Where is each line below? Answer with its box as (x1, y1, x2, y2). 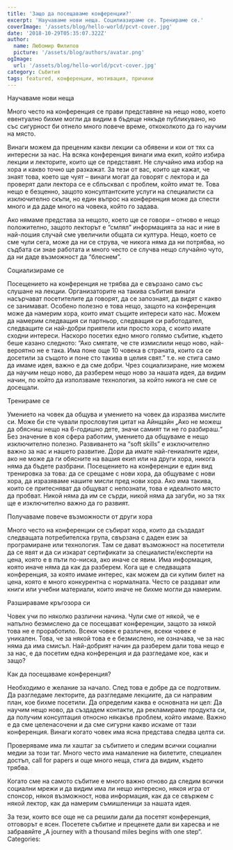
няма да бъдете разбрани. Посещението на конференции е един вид (7, 462, 213, 471)
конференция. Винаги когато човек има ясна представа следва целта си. (7, 728, 226, 737)
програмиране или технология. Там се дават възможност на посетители (7, 541, 225, 549)
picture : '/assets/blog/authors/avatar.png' (13, 49, 145, 56)
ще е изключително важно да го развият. (7, 499, 130, 507)
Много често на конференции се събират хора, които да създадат (7, 526, 205, 535)
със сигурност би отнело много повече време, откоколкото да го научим (7, 123, 227, 131)
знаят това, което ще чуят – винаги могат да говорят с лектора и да (7, 173, 209, 181)
